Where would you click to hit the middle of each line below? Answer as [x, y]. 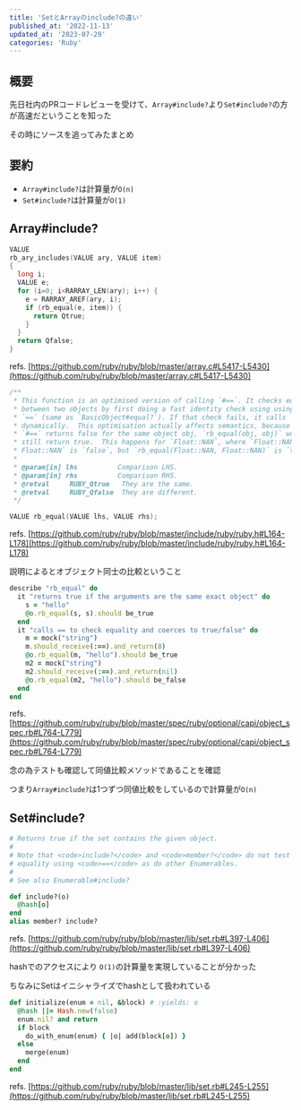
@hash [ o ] [34, 905]
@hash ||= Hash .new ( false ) [68, 1011]
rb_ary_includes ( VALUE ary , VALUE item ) [86, 258]
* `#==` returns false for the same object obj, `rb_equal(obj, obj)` [147, 434]
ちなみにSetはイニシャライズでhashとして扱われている [110, 985]
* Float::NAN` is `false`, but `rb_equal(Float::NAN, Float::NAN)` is [147, 451]
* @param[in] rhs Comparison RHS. [95, 476]
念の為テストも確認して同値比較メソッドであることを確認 [115, 770]
